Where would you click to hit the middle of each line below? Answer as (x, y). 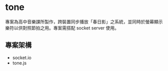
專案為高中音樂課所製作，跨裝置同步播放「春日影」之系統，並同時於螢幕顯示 (84, 21)
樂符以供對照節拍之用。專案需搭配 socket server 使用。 (62, 28)
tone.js (19, 63)
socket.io (22, 57)
